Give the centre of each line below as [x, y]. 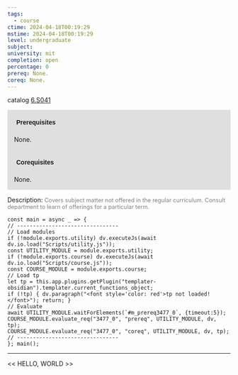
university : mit [31, 54]
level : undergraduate [39, 40]
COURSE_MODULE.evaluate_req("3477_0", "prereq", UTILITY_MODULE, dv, [112, 319]
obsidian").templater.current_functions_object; [80, 288]
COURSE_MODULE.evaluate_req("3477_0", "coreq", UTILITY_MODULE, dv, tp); [119, 332]
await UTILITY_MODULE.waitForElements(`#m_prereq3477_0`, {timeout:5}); [117, 313]
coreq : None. [27, 80]
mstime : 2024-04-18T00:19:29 [50, 34]
